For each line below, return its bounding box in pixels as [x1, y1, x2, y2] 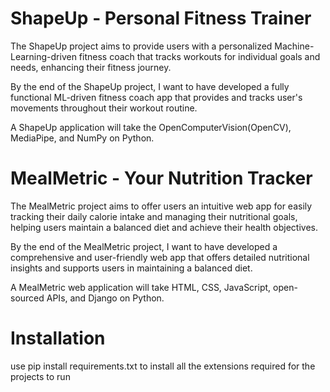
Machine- [274, 40, 315, 52]
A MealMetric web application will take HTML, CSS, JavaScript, [10, 281, 272, 293]
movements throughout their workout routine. [10, 102, 198, 114]
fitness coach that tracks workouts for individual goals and [78, 50, 321, 62]
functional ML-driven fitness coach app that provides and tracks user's [10, 91, 303, 103]
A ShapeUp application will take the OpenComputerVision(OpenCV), [10, 121, 292, 133]
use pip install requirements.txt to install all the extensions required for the [10, 360, 316, 372]
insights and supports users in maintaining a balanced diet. [10, 262, 253, 274]
